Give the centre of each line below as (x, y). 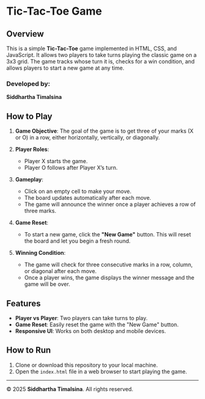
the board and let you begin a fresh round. (77, 241)
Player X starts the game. (56, 161)
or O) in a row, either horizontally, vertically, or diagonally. (88, 137)
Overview (25, 34)
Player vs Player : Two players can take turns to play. (81, 318)
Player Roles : (32, 149)
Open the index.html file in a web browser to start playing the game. (101, 372)
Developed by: (28, 84)
